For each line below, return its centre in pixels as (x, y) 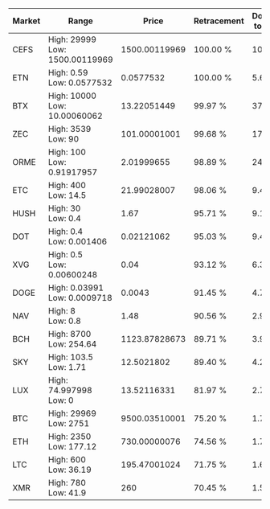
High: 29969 (72, 413)
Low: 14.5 (67, 195)
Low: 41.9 (67, 493)
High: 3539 (70, 129)
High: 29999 (72, 39)
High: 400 (67, 185)
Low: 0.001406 (78, 242)
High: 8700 (70, 334)
